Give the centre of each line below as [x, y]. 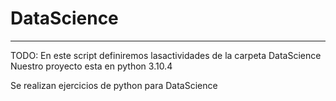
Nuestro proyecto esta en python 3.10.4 [91, 66]
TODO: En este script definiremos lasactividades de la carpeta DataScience [166, 55]
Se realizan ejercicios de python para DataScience [114, 85]
